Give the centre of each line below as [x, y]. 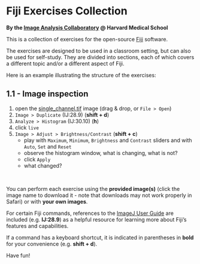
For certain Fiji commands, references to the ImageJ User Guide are [90, 213]
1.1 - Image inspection [47, 94]
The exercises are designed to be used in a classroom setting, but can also [99, 51]
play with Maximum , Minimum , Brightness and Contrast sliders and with [108, 140]
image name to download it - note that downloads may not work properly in [99, 195]
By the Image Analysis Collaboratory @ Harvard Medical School [87, 28]
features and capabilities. [37, 226]
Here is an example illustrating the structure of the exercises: [81, 75]
